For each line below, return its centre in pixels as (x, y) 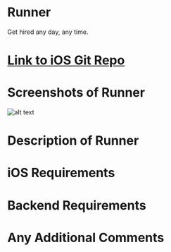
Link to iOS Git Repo (66, 60)
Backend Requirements (77, 205)
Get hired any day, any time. (48, 32)
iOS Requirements (61, 173)
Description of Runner (73, 141)
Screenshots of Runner (76, 93)
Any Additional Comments (86, 238)
